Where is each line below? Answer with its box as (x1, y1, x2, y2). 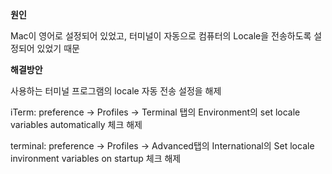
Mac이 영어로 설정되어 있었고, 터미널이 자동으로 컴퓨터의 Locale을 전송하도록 (10, 30, 312, 42)
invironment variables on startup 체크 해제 (10, 153, 182, 164)
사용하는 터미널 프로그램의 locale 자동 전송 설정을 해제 (10, 85, 222, 97)
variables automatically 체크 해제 (10, 119, 143, 130)
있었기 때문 (36, 43, 80, 54)
